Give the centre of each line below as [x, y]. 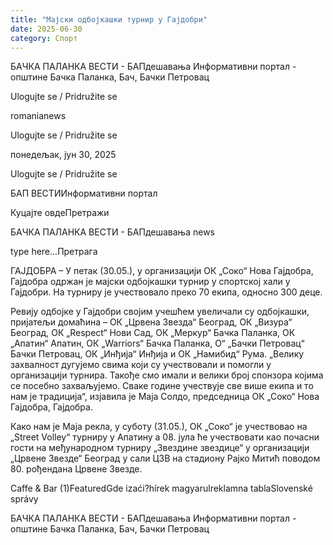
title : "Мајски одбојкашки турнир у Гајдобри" [109, 19]
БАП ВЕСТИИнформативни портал [84, 193]
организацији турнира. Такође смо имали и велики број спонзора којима [167, 375]
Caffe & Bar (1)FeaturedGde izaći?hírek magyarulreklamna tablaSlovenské [161, 488]
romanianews [38, 116]
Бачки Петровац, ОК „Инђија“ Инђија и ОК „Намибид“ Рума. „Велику [157, 354]
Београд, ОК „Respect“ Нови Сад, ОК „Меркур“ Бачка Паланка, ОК [153, 333]
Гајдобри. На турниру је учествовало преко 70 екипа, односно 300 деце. [166, 292]
